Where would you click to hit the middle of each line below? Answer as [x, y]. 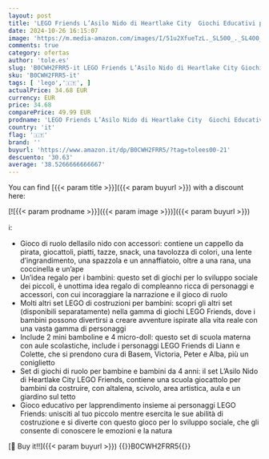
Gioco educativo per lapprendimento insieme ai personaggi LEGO [128, 405]
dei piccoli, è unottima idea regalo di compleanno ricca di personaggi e [137, 286]
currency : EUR [32, 98]
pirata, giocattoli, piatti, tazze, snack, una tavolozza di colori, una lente [136, 252]
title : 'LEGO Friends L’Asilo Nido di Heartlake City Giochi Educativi [132, 23]
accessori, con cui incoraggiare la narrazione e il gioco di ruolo [124, 295]
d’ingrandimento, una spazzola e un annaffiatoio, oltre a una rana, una [135, 260]
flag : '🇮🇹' [28, 135]
